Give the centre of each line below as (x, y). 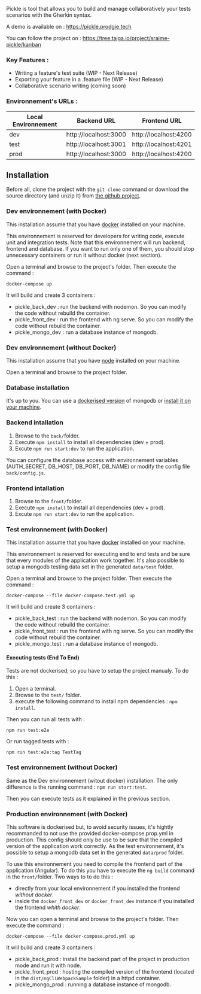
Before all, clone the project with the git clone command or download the (98, 189)
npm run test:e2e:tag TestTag (44, 753)
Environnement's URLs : (42, 101)
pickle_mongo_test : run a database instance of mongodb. (86, 644)
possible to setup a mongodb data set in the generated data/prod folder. (95, 852)
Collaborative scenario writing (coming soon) (71, 86)
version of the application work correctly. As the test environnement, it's (95, 846)
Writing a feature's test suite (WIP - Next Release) (76, 73)
